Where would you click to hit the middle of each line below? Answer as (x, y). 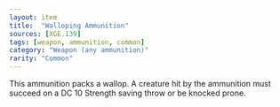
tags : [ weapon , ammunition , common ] (77, 42)
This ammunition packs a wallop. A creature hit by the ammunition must (140, 84)
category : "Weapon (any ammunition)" (79, 50)
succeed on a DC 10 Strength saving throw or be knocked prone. (128, 93)
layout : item (33, 17)
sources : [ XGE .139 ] (45, 34)
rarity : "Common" (41, 58)
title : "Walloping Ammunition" (69, 26)
